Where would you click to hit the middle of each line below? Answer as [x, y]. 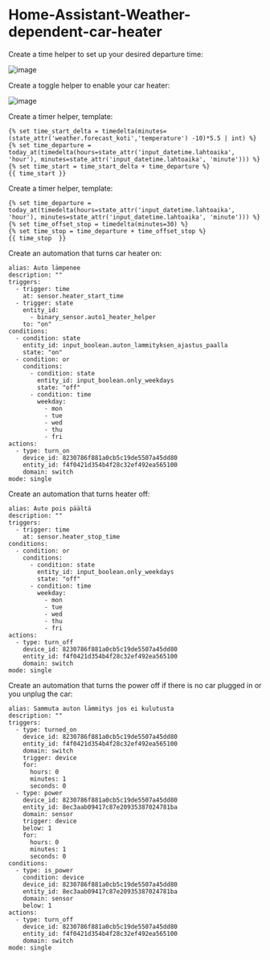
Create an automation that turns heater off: [79, 494]
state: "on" [43, 352]
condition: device [53, 877]
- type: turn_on [43, 451]
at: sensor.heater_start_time [74, 296]
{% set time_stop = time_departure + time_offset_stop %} [107, 231]
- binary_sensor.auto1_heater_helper [93, 317]
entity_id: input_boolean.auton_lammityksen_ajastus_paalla [125, 345]
